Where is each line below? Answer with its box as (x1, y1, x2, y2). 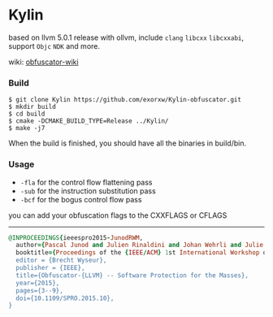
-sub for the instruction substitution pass (19, 185, 156, 196)
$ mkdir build (8, 103, 57, 111)
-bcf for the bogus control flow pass (19, 194, 142, 204)
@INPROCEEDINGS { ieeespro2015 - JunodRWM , (8, 233, 144, 241)
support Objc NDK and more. (8, 41, 100, 50)
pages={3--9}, (15, 286, 63, 294)
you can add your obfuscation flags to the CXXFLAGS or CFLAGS (8, 210, 227, 220)
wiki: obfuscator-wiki (8, 57, 79, 67)
